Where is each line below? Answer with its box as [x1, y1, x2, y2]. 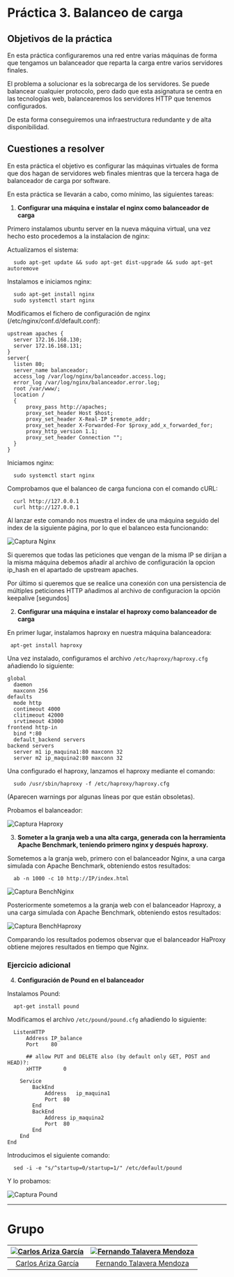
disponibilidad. [7, 123, 49, 131]
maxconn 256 [13, 687, 49, 694]
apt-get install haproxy [10, 641, 82, 649]
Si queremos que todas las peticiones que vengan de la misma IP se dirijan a [7, 550, 227, 559]
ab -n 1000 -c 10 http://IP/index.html [13, 875, 130, 882]
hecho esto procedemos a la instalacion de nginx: [7, 232, 150, 240]
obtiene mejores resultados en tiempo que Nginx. [7, 942, 149, 951]
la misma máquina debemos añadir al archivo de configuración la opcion [7, 557, 216, 567]
